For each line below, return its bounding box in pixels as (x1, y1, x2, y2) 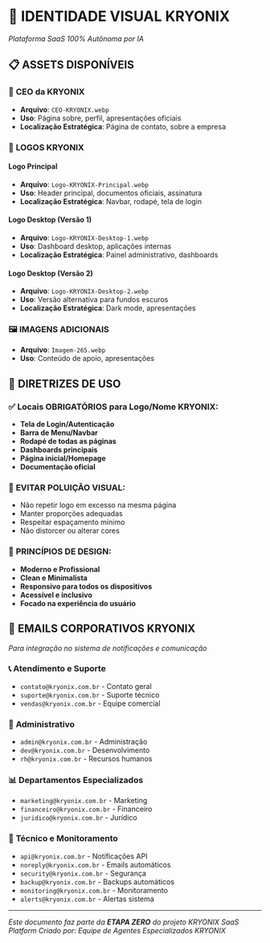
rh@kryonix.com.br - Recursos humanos (19, 754, 153, 764)
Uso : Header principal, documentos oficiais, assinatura (19, 188, 202, 198)
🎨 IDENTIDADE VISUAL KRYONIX (8, 7, 231, 26)
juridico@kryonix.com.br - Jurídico (19, 813, 138, 822)
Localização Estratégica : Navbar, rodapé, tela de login (19, 196, 202, 206)
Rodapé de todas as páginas (19, 437, 117, 446)
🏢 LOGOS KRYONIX (8, 141, 84, 153)
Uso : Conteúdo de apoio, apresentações (19, 354, 155, 363)
